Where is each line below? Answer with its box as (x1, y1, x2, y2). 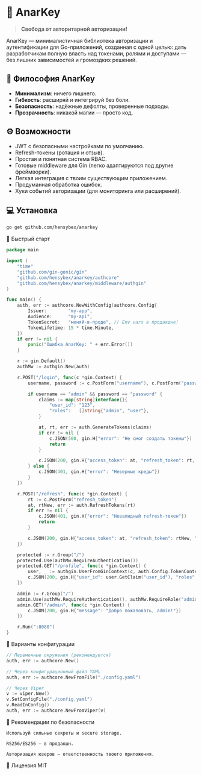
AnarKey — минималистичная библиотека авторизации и (6, 37, 153, 44)
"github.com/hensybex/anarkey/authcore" (17, 274, 120, 281)
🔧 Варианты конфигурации (6, 641, 75, 647)
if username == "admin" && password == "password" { (28, 391, 163, 397)
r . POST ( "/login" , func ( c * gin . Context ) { (17, 374, 123, 380)
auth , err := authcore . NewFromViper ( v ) (6, 708, 106, 714)
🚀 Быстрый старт (6, 235, 50, 243)
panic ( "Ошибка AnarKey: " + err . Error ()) (28, 342, 133, 348)
